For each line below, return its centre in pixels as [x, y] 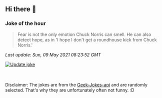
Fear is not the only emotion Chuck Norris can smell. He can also [84, 34]
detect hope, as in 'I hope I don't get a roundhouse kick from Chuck [87, 39]
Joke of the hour [25, 23]
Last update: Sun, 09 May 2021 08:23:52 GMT [53, 54]
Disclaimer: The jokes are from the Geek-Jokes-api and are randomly [76, 84]
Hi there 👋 [21, 9]
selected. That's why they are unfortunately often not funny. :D [70, 90]
